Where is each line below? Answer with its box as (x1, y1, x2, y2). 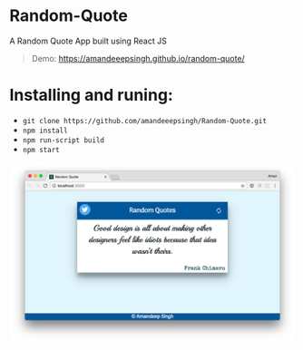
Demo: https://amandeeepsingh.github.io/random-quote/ (31, 53, 245, 63)
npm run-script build (22, 135, 104, 145)
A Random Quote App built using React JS (9, 35, 168, 46)
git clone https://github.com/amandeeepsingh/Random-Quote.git (22, 116, 268, 125)
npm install (22, 126, 68, 135)
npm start (22, 145, 61, 154)
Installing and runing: (9, 85, 174, 105)
